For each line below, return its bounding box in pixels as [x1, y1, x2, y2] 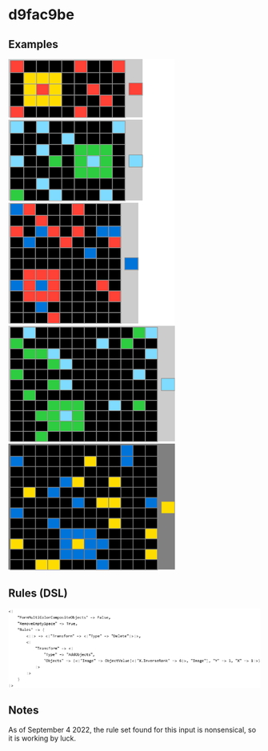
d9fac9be [8, 6, 74, 24]
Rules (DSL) [8, 586, 68, 601]
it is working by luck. [8, 733, 77, 743]
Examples [8, 38, 58, 51]
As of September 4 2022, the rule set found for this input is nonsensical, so [8, 725, 257, 734]
